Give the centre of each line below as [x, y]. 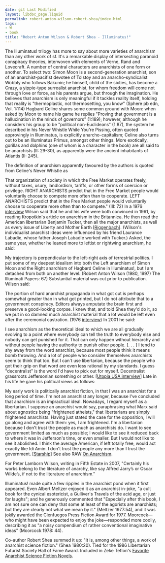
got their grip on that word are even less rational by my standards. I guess [80, 365]
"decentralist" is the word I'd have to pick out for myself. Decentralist [75, 371]
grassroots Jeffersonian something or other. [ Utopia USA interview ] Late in [81, 376]
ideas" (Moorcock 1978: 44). [34, 530]
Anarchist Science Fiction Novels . [39, 556]
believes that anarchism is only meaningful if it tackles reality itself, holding [81, 98]
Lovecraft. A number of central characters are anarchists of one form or [78, 66]
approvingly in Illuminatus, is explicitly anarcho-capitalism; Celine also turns [82, 135]
